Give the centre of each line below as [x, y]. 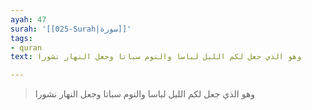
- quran [26, 47]
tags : [21, 38]
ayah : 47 [28, 19]
